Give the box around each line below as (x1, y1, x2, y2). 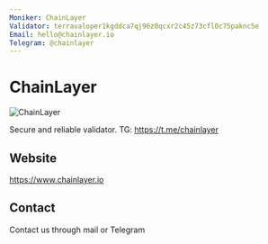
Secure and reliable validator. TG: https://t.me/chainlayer (9, 124, 219, 135)
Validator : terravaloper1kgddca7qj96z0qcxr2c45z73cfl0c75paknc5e (9, 22, 259, 31)
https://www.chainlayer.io (9, 175, 104, 185)
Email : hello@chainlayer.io (9, 30, 115, 39)
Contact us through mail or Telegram (9, 224, 146, 235)
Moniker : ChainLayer (9, 13, 87, 23)
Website (9, 150, 57, 166)
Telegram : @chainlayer (9, 38, 94, 48)
